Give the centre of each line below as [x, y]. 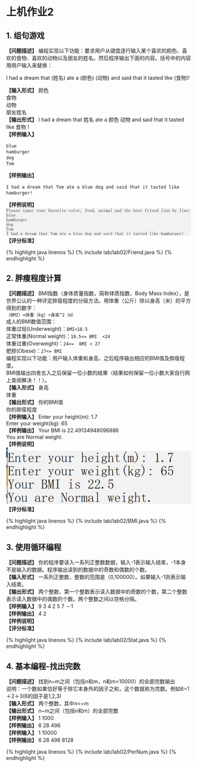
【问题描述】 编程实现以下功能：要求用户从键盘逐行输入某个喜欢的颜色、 [94, 51]
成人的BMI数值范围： [31, 322]
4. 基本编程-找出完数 [43, 666]
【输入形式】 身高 [27, 388]
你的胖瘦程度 [21, 410]
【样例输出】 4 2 [26, 614]
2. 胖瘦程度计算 [34, 278]
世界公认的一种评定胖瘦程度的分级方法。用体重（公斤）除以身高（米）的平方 [98, 301]
